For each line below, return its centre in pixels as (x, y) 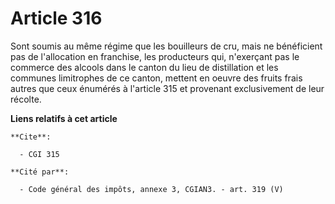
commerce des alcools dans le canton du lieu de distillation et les (144, 67)
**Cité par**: (40, 172)
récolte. (26, 99)
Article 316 (56, 18)
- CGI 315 (39, 154)
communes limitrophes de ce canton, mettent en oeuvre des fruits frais (156, 78)
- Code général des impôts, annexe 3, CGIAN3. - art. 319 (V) (151, 189)
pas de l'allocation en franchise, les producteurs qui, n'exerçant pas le (155, 56)
